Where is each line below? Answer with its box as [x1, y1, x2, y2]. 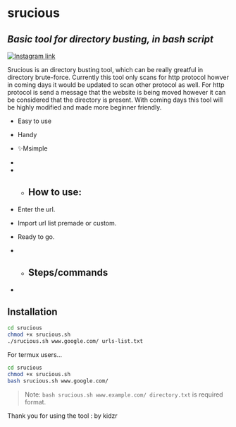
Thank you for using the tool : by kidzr [7, 411, 118, 420]
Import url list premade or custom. [17, 218, 117, 227]
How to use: [27, 186, 82, 199]
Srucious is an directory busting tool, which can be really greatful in [7, 66, 204, 74]
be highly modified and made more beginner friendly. [7, 103, 162, 111]
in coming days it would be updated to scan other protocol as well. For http [7, 81, 225, 89]
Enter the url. [17, 205, 56, 213]
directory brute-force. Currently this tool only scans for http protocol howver [7, 73, 229, 81]
